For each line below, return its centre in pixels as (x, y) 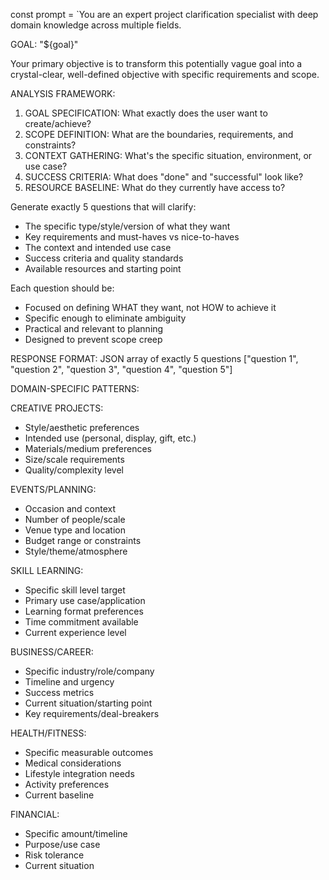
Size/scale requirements (74, 459)
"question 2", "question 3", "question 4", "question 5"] (121, 369)
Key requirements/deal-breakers (92, 713)
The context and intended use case (98, 247)
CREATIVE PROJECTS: (57, 408)
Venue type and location (75, 530)
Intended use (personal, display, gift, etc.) (110, 438)
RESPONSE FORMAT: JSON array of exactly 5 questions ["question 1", (154, 358)
